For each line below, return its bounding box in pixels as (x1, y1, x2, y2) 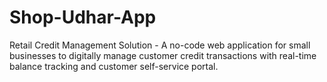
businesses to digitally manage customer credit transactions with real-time (9, 49, 317, 61)
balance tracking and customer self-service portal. (9, 60, 219, 72)
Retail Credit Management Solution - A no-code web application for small (9, 39, 311, 51)
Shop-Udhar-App (9, 6, 157, 29)
